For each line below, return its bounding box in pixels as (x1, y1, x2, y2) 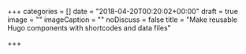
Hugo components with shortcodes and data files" (7, 23, 171, 32)
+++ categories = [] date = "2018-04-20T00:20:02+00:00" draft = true (7, 7, 238, 16)
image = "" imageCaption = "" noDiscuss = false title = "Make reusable (7, 15, 238, 24)
